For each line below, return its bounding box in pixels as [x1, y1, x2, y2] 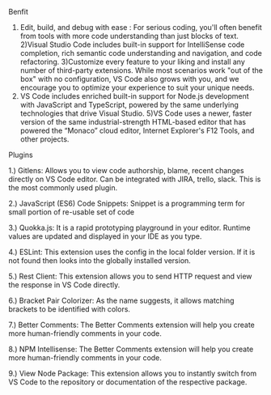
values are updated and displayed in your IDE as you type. [8, 231, 202, 241]
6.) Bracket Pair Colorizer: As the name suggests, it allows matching [8, 295, 235, 305]
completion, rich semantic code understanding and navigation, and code [19, 49, 263, 57]
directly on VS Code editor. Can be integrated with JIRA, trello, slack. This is [8, 174, 261, 184]
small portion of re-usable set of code [8, 207, 135, 217]
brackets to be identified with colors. [8, 304, 131, 314]
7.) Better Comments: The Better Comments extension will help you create [8, 320, 255, 329]
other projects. [19, 134, 70, 144]
